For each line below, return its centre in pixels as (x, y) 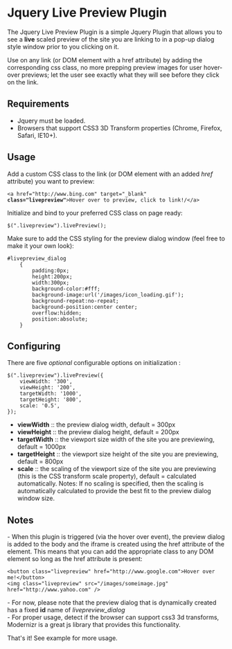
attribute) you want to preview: (51, 181)
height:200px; (52, 276)
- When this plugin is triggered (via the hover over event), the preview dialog (116, 537)
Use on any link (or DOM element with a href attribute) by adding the (105, 60)
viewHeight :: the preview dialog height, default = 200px (98, 432)
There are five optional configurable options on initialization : (94, 363)
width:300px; (51, 283)
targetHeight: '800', (51, 400)
